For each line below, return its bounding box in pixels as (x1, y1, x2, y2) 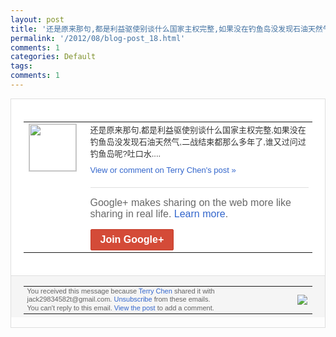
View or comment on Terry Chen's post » (89, 164, 237, 175)
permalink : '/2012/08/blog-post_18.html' (10, 33, 186, 43)
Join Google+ (99, 233, 165, 245)
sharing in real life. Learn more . (89, 207, 229, 220)
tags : (10, 61, 33, 71)
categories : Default (10, 52, 97, 62)
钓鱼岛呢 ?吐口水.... (89, 148, 162, 159)
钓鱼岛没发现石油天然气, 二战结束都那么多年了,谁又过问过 (89, 136, 307, 147)
